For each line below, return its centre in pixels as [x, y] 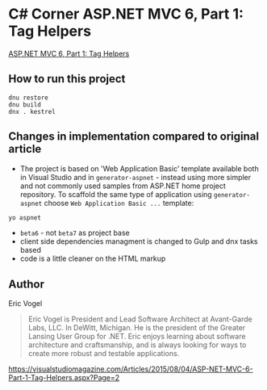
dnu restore [28, 98]
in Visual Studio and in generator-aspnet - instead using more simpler [136, 177]
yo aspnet [25, 218]
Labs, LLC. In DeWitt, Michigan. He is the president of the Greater [137, 328]
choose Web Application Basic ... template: [119, 203]
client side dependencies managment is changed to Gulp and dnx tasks [139, 241]
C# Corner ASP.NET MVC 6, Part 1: [126, 14]
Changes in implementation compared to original [134, 137]
